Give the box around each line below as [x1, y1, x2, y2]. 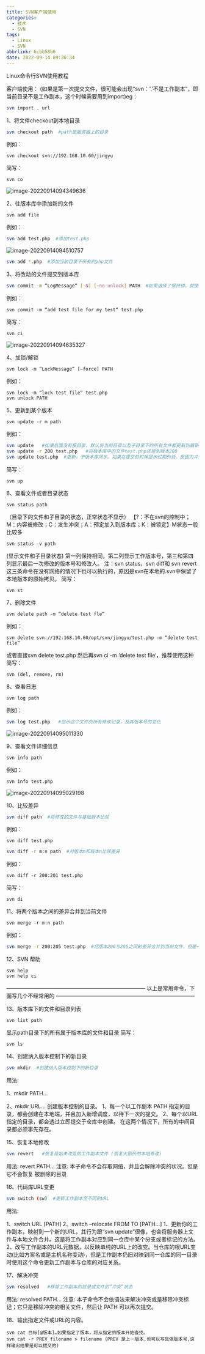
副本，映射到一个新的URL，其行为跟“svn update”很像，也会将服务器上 [11, 1227, 189, 1235]
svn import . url [6, 105, 51, 111]
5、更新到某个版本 [6, 407, 53, 413]
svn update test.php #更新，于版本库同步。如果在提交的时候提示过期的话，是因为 [6, 454, 194, 460]
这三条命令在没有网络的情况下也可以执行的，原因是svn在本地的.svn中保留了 [6, 567, 197, 575]
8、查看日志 [6, 683, 37, 690]
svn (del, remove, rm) [6, 671, 64, 678]
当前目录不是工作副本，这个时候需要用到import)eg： [6, 92, 138, 100]
